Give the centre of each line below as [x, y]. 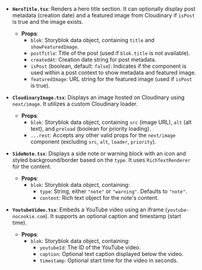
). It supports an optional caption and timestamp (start [113, 216]
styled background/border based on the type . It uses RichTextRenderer [101, 160]
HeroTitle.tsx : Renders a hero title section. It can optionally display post [104, 9]
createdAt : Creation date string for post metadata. [93, 60]
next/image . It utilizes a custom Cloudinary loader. [75, 104]
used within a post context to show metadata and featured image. [113, 72]
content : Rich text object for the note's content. [99, 198]
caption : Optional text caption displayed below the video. [111, 254]
